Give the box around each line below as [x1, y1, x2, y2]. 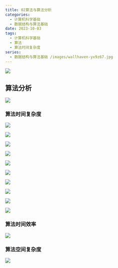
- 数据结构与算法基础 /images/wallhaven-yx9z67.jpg [10, 54, 113, 60]
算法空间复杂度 [5, 246, 42, 253]
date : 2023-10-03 [5, 26, 42, 31]
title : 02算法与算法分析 [5, 7, 52, 13]
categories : [5, 12, 30, 17]
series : [5, 49, 22, 55]
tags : [5, 31, 17, 36]
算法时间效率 [5, 221, 37, 228]
